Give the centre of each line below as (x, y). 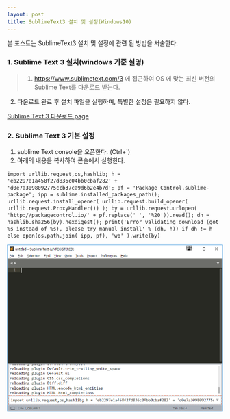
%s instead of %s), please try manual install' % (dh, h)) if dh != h (110, 229)
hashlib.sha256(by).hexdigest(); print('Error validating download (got (113, 223)
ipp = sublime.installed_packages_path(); (99, 195)
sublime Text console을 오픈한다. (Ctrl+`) (74, 152)
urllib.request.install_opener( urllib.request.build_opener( (98, 202)
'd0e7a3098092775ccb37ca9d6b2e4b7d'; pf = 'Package (82, 188)
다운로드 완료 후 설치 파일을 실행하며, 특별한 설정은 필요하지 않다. (103, 101)
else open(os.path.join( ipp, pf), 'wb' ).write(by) (84, 236)
